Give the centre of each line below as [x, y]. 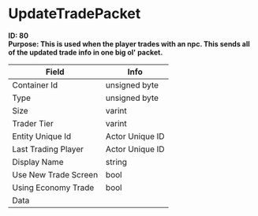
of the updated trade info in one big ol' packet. [86, 52]
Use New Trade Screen [55, 174]
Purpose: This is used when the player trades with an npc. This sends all [129, 43]
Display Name [38, 162]
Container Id [35, 85]
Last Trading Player [48, 149]
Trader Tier [33, 123]
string [116, 162]
